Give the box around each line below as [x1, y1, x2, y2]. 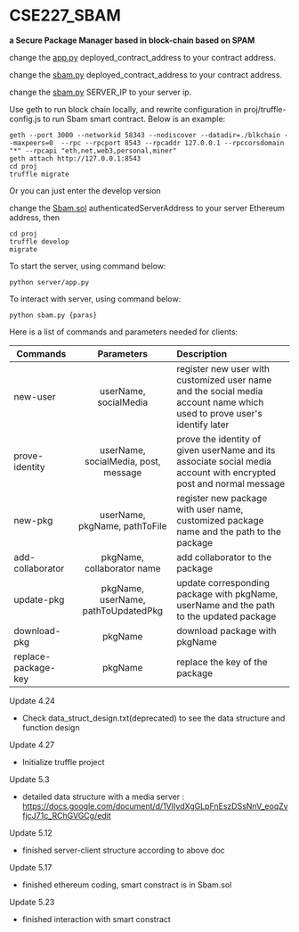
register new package [176, 491, 268, 504]
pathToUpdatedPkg [82, 604, 163, 616]
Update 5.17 [9, 862, 53, 872]
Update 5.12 [9, 827, 53, 838]
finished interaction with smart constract [21, 913, 171, 924]
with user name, [176, 503, 244, 515]
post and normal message [176, 477, 286, 490]
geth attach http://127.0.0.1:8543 [9, 153, 141, 163]
